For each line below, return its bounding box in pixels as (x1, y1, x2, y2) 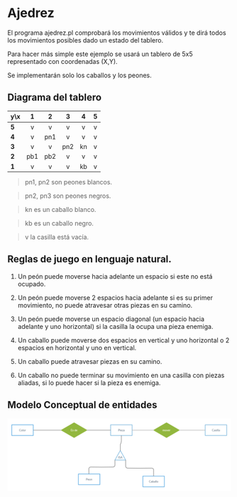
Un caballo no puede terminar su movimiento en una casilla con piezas (17, 371, 225, 379)
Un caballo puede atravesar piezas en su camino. (17, 357, 162, 366)
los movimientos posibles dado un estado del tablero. (7, 35, 164, 44)
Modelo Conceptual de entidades (7, 399, 158, 411)
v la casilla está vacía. (24, 233, 89, 241)
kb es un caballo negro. (24, 219, 94, 228)
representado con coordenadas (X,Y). (7, 57, 118, 65)
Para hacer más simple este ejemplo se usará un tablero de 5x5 (7, 50, 193, 58)
